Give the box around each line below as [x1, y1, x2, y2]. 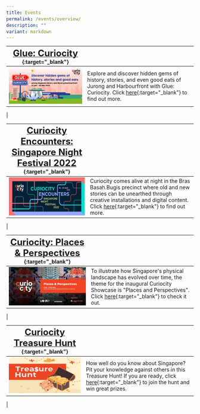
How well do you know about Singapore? [86, 360, 186, 367]
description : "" [6, 22, 46, 28]
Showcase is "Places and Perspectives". [90, 287, 190, 294]
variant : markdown [6, 29, 52, 35]
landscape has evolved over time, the [90, 274, 183, 281]
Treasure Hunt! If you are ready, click [86, 372, 177, 379]
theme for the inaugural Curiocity [90, 280, 172, 287]
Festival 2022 [17, 157, 77, 169]
